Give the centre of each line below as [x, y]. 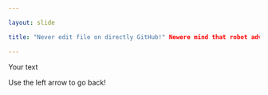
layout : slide [32, 22]
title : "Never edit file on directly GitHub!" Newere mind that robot [128, 37]
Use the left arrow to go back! [57, 82]
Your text [23, 67]
